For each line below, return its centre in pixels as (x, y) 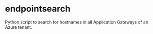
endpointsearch (38, 9)
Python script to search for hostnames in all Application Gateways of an (77, 22)
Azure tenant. (19, 27)
